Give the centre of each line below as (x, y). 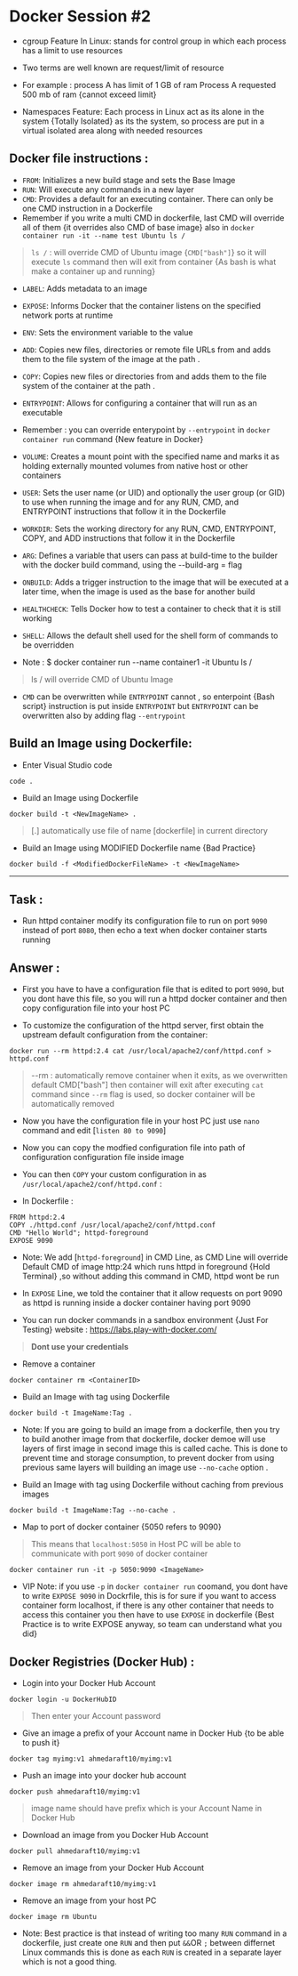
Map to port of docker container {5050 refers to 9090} (122, 1527)
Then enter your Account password (96, 1716)
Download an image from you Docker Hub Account (115, 1835)
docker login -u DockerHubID (63, 1699)
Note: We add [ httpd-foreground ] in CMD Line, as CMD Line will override (155, 1257)
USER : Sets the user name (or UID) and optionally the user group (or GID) (153, 492)
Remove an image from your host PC (89, 1900)
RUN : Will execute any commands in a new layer (108, 190)
